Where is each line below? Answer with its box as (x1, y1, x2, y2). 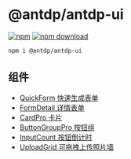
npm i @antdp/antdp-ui (8, 46, 82, 54)
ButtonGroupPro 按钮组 (19, 122, 95, 131)
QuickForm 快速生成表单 (19, 93, 99, 102)
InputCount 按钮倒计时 (19, 132, 93, 142)
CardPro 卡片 (19, 113, 63, 122)
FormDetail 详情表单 (19, 102, 85, 112)
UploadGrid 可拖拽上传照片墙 (19, 142, 114, 151)
